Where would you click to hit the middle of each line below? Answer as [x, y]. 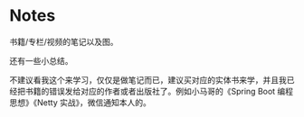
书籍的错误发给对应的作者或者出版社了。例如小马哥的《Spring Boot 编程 [159, 91]
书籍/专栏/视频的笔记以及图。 [64, 41]
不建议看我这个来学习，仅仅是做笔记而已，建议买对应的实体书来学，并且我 [148, 80]
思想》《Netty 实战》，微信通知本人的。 [80, 102]
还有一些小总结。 [41, 60]
